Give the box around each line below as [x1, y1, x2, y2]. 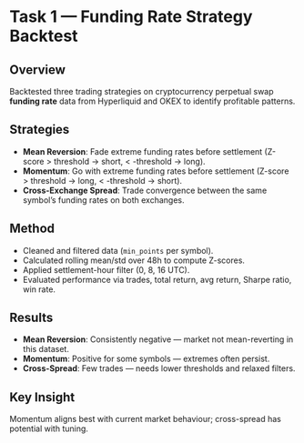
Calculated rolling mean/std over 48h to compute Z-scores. [22, 255, 246, 266]
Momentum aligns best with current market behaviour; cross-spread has [9, 414, 282, 425]
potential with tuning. [9, 423, 89, 434]
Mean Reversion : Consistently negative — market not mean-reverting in [22, 334, 294, 345]
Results [9, 310, 54, 326]
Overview [9, 62, 66, 77]
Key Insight [9, 389, 76, 405]
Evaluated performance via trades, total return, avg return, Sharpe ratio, [22, 274, 292, 285]
